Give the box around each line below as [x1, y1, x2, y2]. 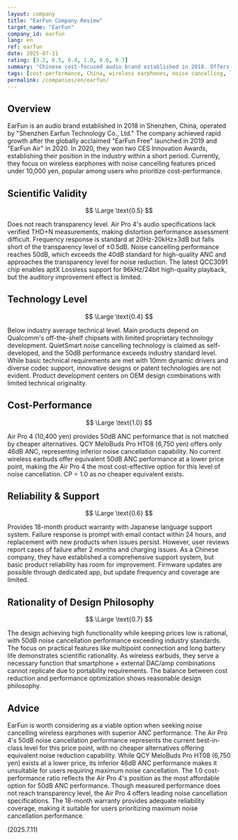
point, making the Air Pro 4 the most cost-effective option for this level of [7, 462, 221, 471]
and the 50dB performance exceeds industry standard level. [41, 349, 217, 357]
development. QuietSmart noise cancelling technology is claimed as [7, 341, 205, 349]
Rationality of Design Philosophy [7, 596, 154, 608]
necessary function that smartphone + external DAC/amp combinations [7, 659, 216, 667]
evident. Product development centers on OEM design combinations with [7, 371, 221, 380]
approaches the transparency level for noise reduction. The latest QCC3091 [7, 258, 228, 266]
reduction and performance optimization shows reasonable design [7, 674, 202, 682]
